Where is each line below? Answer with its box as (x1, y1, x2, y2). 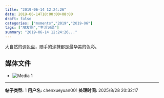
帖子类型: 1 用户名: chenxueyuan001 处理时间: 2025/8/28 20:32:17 (5, 87, 138, 93)
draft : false (5, 16, 32, 21)
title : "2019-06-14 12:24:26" (5, 7, 67, 12)
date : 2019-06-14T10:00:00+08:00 (5, 12, 73, 17)
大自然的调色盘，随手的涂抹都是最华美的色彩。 (5, 44, 99, 49)
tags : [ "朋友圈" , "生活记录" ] (5, 25, 60, 30)
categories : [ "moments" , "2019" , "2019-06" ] (5, 20, 93, 26)
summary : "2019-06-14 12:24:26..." (5, 30, 78, 35)
